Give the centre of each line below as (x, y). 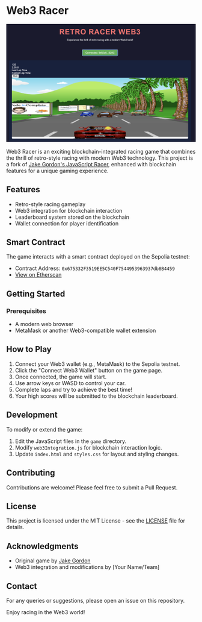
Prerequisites (26, 311)
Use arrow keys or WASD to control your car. (70, 383)
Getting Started (36, 294)
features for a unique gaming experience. (57, 171)
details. (15, 527)
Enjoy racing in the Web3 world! (46, 612)
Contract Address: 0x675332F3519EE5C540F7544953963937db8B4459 (95, 268)
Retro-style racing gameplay (50, 204)
